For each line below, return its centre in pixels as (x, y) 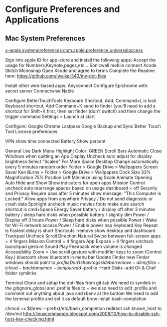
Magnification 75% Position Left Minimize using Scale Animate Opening (79, 177)
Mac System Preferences (45, 38)
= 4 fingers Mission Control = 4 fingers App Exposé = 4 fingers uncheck (80, 241)
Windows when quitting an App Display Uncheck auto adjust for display (79, 156)
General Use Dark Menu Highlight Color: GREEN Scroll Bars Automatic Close (83, 151)
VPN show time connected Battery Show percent (55, 141)
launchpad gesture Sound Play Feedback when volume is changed (74, 246)
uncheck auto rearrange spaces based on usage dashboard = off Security (82, 188)
